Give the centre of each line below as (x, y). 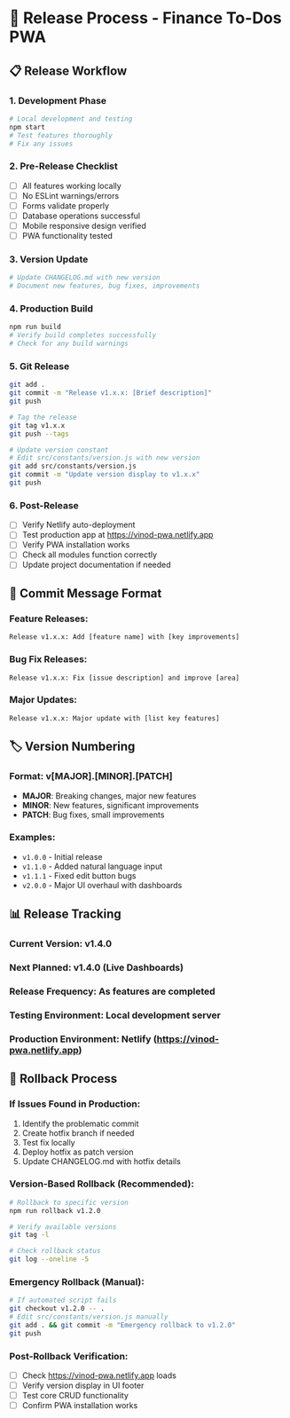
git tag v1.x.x (37, 425)
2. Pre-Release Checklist (63, 166)
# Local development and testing (71, 119)
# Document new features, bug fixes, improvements (105, 286)
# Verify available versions (63, 1227)
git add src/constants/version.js (73, 466)
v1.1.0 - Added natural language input (92, 866)
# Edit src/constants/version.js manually (89, 1317)
